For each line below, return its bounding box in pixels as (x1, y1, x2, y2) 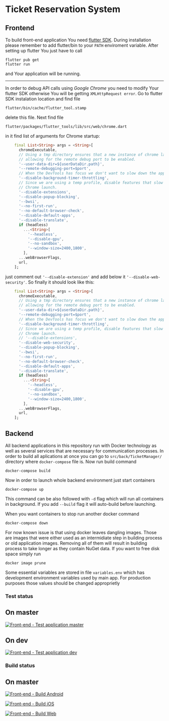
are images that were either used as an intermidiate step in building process (5, 535, 162, 541)
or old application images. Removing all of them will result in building (5, 540, 147, 546)
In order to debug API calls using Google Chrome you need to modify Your (5, 85, 159, 91)
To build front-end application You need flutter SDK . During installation (5, 37, 152, 43)
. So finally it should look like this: (25, 279, 95, 285)
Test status (5, 593, 34, 600)
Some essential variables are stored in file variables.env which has (5, 569, 145, 575)
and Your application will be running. (5, 71, 81, 77)
